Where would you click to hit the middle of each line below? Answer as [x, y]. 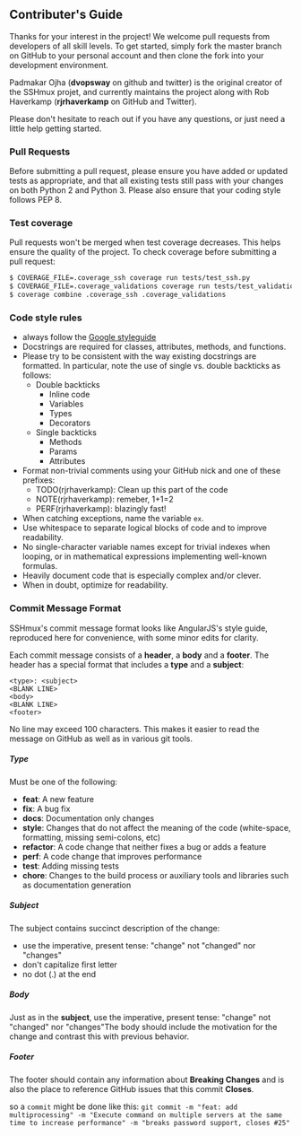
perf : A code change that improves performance [112, 856]
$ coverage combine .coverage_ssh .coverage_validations [118, 295]
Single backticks [66, 433]
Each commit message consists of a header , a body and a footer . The [139, 655]
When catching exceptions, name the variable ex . [113, 519]
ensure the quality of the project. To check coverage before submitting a [143, 252]
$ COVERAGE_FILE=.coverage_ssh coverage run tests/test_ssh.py [130, 278]
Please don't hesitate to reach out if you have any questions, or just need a [147, 118]
